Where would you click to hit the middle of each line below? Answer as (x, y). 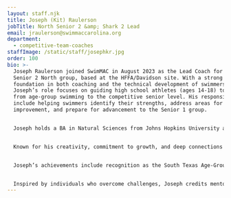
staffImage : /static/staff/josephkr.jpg (66, 52)
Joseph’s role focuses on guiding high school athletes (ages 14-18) (115, 90)
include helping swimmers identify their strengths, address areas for (118, 103)
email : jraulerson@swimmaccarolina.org (64, 33)
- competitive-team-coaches (54, 46)
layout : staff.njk (33, 13)
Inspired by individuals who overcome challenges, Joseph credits (110, 184)
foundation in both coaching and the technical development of (106, 84)
